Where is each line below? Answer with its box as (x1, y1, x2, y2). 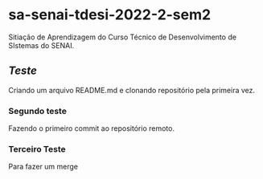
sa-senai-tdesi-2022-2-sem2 (8, 6, 212, 24)
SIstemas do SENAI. (8, 40, 75, 50)
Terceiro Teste (8, 143, 66, 154)
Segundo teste (8, 105, 67, 116)
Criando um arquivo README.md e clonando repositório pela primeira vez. (8, 85, 256, 95)
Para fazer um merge (8, 162, 79, 172)
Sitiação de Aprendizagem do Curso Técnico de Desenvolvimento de (8, 32, 237, 42)
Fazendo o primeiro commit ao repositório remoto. (8, 124, 175, 133)
